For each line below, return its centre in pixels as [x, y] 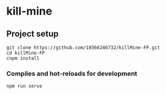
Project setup [33, 34]
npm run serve [25, 86]
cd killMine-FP [26, 53]
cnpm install [23, 58]
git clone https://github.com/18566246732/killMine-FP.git [83, 47]
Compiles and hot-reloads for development [72, 73]
